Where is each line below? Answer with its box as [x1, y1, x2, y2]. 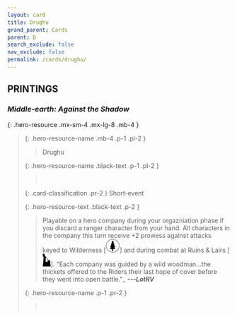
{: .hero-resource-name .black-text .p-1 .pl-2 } [24, 161, 159, 169]
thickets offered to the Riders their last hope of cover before [42, 267, 218, 275]
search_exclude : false [7, 41, 74, 49]
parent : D [7, 34, 37, 41]
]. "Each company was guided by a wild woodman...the [50, 260, 211, 268]
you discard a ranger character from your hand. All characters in [42, 223, 230, 232]
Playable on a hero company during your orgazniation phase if [42, 216, 224, 225]
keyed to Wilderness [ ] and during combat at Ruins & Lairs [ [42, 246, 230, 254]
